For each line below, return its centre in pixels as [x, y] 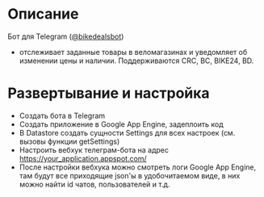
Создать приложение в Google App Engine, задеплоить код [121, 124]
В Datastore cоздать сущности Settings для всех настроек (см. [127, 132]
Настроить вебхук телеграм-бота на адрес [94, 149]
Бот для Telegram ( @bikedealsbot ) [66, 36]
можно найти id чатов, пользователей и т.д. [94, 184]
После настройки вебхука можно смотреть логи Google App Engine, [137, 167]
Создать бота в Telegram [62, 115]
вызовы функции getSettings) [69, 141]
